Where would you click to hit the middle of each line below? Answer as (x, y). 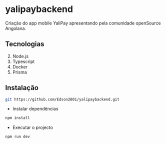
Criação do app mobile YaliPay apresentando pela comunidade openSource (83, 23)
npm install (17, 118)
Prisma (20, 72)
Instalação (22, 88)
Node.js (20, 56)
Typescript (23, 61)
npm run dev (17, 137)
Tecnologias (25, 44)
